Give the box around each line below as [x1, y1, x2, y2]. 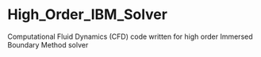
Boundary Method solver [7, 40, 89, 49]
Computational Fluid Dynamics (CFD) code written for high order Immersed [7, 32, 253, 41]
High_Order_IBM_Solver [7, 6, 168, 24]
